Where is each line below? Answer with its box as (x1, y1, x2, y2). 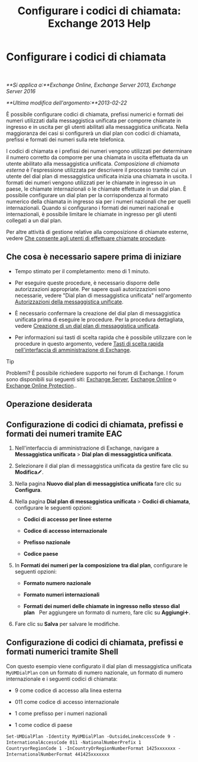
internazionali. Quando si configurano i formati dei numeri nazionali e (6, 204, 174, 211)
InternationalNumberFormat (6, 751, 73, 757)
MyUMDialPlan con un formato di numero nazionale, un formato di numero (6, 669, 183, 676)
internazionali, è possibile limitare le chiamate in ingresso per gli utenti (6, 210, 177, 217)
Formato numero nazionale (23, 579, 92, 586)
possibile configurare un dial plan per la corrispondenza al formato (6, 191, 168, 198)
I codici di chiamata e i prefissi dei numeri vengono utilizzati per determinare (6, 147, 192, 154)
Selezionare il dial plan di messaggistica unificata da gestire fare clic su (14, 462, 189, 469)
